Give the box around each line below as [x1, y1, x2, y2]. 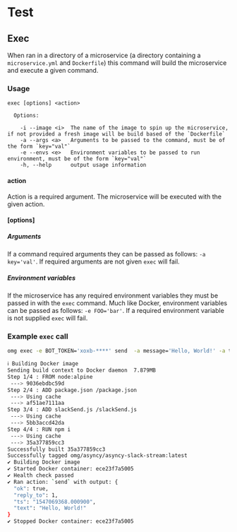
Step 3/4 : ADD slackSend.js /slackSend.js [7, 406, 138, 413]
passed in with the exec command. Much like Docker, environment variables [7, 299, 228, 307]
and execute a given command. [7, 66, 99, 74]
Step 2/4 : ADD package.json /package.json [7, 386, 138, 394]
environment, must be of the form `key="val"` [7, 155, 147, 162]
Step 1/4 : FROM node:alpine [7, 373, 93, 380]
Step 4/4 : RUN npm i [7, 425, 71, 433]
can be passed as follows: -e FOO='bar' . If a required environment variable [7, 307, 224, 315]
